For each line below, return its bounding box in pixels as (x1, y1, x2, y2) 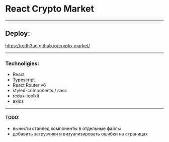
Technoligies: (5, 60, 39, 67)
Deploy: (5, 29, 30, 38)
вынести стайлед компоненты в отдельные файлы (12, 125, 121, 131)
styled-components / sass (12, 88, 67, 94)
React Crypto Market (5, 3, 95, 15)
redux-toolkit (12, 93, 39, 99)
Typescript (12, 77, 35, 83)
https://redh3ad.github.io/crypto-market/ (5, 42, 91, 48)
